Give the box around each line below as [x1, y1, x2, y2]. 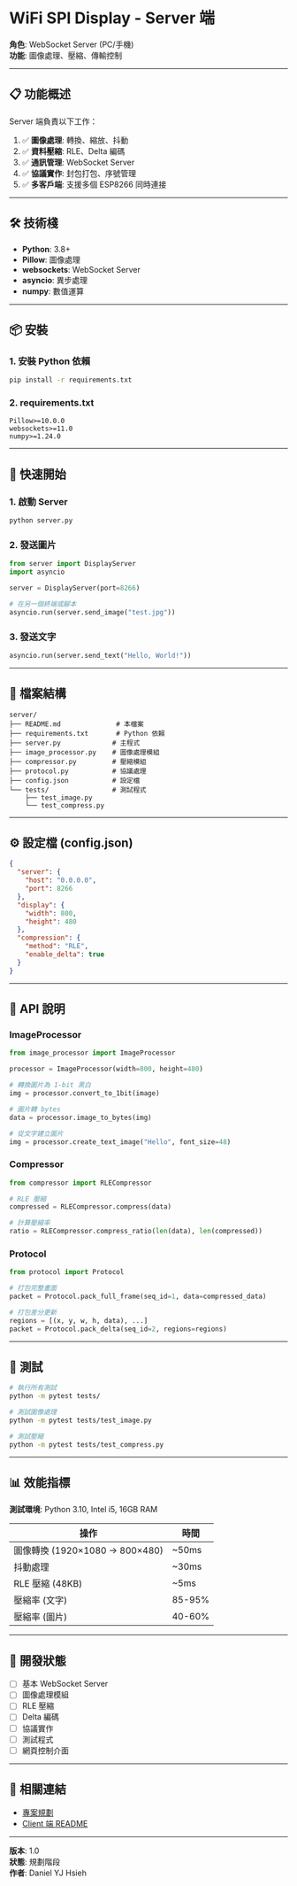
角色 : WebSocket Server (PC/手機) [9, 39, 134, 50]
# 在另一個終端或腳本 [9, 599, 77, 608]
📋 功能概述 [9, 87, 72, 102]
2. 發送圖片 [9, 538, 57, 551]
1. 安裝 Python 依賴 [9, 355, 91, 367]
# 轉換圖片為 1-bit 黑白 [9, 1081, 91, 1090]
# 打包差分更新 [9, 1308, 57, 1317]
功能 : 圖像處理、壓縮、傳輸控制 [9, 50, 122, 60]
